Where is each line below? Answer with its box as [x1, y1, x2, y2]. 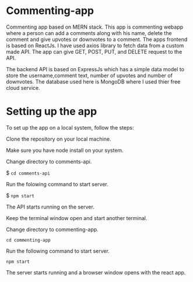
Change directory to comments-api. [6, 158, 92, 165]
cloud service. [6, 84, 41, 91]
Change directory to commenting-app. [6, 226, 99, 233]
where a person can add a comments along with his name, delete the [6, 29, 172, 36]
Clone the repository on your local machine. [6, 135, 111, 142]
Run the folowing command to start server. [6, 180, 109, 187]
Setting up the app [6, 105, 97, 118]
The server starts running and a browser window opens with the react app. [6, 269, 186, 276]
